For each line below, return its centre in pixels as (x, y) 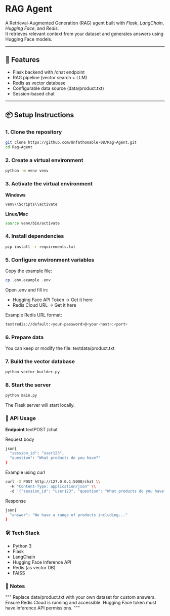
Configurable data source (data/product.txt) (58, 88)
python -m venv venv (27, 171)
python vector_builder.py (32, 372)
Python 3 (22, 546)
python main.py (21, 396)
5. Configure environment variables (50, 260)
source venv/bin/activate (32, 223)
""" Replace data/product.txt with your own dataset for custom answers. (80, 597)
